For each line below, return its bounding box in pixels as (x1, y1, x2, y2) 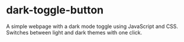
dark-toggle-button (6, 3, 104, 17)
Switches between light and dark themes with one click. (6, 29, 143, 36)
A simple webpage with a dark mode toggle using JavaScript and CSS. (6, 23, 179, 30)
